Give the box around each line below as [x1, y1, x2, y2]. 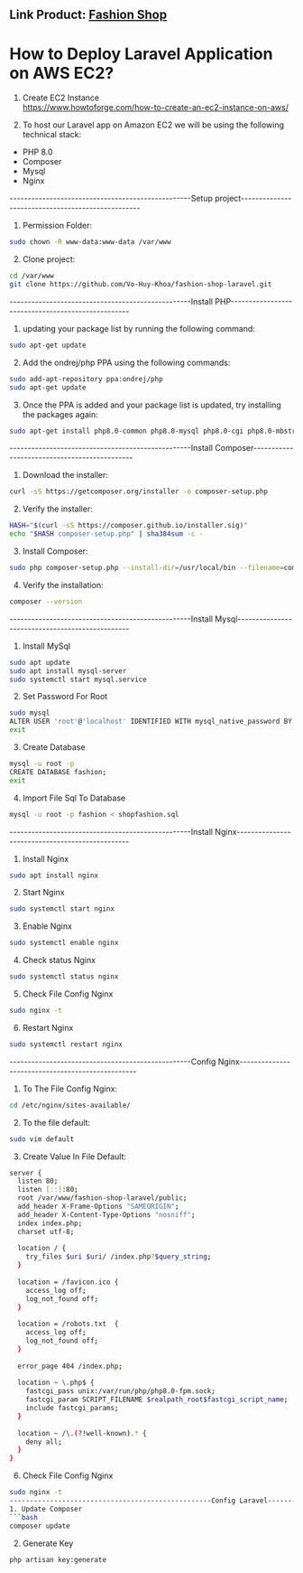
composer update [9, 1522, 70, 1531]
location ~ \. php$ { [17, 1378, 95, 1388]
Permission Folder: [22, 220, 93, 231]
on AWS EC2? [9, 62, 115, 83]
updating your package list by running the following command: [22, 323, 255, 333]
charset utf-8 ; [17, 1227, 75, 1236]
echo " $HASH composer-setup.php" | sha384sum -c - [9, 529, 204, 538]
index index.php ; [17, 1219, 83, 1228]
